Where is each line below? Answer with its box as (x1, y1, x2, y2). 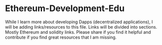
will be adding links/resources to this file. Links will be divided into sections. (5, 24, 158, 30)
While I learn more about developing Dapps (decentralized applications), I (5, 19, 153, 25)
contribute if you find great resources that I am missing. (5, 34, 117, 40)
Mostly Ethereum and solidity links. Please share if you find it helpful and (5, 29, 151, 35)
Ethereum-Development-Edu (5, 3, 125, 14)
